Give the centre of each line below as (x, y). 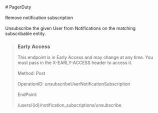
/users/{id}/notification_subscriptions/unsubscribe (69, 105)
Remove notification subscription (39, 17)
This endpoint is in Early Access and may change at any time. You (85, 57)
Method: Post (31, 73)
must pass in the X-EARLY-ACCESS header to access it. (75, 63)
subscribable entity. (25, 33)
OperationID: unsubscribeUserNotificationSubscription (74, 84)
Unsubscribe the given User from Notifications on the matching (70, 28)
